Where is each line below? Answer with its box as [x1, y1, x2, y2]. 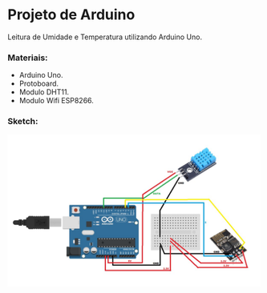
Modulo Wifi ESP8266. [18, 96, 94, 106]
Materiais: [7, 52, 49, 63]
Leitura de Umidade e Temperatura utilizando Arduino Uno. [7, 32, 202, 42]
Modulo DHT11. [18, 87, 70, 97]
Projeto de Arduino [7, 6, 136, 24]
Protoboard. [18, 78, 59, 89]
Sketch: [7, 116, 38, 127]
